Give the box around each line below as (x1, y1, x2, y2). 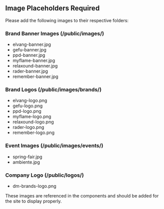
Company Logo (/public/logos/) (5, 171, 84, 178)
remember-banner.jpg (12, 74, 59, 80)
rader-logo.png (12, 124, 44, 130)
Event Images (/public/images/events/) (5, 142, 103, 149)
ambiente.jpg (12, 159, 40, 165)
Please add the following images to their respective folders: (5, 17, 129, 23)
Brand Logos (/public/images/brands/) (5, 86, 102, 93)
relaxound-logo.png (12, 119, 54, 125)
